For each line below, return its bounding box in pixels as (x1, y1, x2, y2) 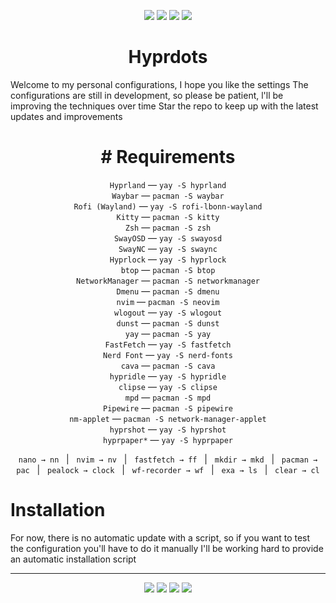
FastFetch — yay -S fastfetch (104, 338, 232, 350)
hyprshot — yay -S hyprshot (109, 423, 227, 435)
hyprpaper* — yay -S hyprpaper (102, 433, 233, 445)
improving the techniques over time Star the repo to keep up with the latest (10, 100, 319, 112)
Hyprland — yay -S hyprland (109, 178, 227, 190)
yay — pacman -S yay (124, 327, 212, 339)
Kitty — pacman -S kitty (116, 210, 220, 222)
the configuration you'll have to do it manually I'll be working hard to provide (10, 542, 324, 554)
